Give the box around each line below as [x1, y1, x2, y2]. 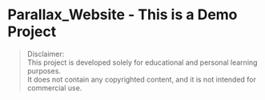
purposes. [26, 66, 62, 75]
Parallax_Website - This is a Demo [7, 6, 238, 24]
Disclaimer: [26, 49, 65, 58]
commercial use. [26, 82, 82, 93]
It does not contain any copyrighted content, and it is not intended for [26, 74, 257, 84]
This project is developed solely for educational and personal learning [26, 58, 258, 67]
